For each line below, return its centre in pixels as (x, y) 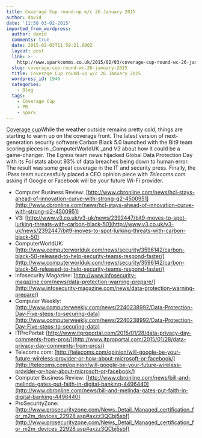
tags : (19, 96)
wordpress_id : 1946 (36, 79)
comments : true (31, 40)
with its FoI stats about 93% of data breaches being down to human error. (98, 162)
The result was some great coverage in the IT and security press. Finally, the (101, 168)
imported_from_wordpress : (38, 29)
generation (20, 143)
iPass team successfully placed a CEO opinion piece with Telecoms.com (96, 174)
